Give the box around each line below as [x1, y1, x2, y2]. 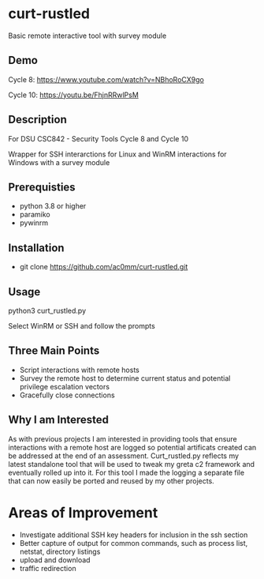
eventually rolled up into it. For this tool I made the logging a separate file [8, 468, 245, 477]
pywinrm [19, 218, 49, 227]
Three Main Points [8, 344, 100, 358]
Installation [8, 241, 65, 254]
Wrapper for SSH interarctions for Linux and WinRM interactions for [8, 149, 227, 159]
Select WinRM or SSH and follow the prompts [8, 321, 155, 330]
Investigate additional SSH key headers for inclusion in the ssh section [19, 530, 248, 540]
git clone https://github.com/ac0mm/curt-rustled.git [19, 262, 188, 272]
